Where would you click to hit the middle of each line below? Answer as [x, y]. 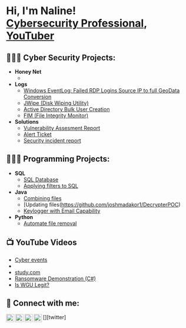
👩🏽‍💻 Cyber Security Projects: [61, 57]
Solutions [27, 122]
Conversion [37, 97]
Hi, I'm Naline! [41, 11]
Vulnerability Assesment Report [62, 128]
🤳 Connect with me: [43, 304]
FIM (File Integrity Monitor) [56, 115]
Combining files [42, 198]
